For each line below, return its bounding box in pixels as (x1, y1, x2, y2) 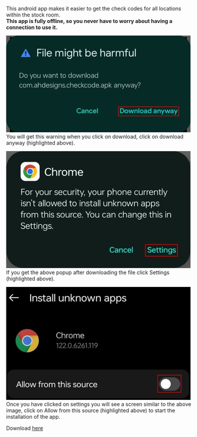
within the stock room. (6, 11, 61, 18)
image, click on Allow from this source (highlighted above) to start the (6, 407, 176, 414)
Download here (6, 425, 43, 432)
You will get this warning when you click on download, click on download (6, 133, 184, 140)
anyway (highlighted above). (6, 139, 75, 146)
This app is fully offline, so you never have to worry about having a (6, 18, 173, 24)
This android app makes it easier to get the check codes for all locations (6, 5, 182, 12)
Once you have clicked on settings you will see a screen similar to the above (6, 401, 192, 407)
